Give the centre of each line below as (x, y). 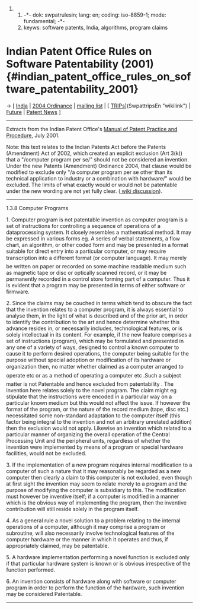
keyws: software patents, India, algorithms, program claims (96, 27)
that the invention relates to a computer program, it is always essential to (95, 309)
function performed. (31, 570)
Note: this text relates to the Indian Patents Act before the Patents (86, 147)
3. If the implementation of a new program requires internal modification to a (99, 465)
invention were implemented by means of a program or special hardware (95, 447)
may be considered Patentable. (44, 594)
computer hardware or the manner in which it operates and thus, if (87, 539)
